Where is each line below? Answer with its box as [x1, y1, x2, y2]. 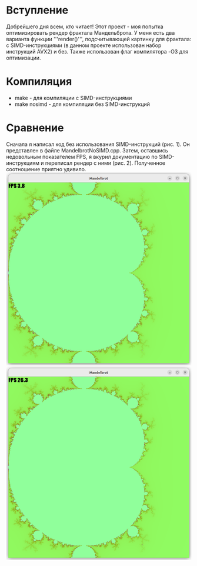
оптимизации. [6, 54, 41, 61]
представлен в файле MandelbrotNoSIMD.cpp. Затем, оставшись [6, 147, 169, 154]
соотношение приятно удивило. [6, 165, 86, 172]
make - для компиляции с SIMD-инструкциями [14, 94, 132, 101]
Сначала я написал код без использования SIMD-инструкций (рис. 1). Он [6, 141, 190, 148]
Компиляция [6, 75, 72, 88]
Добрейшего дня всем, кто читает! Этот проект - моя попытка [6, 23, 163, 30]
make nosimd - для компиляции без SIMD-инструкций [14, 101, 151, 108]
